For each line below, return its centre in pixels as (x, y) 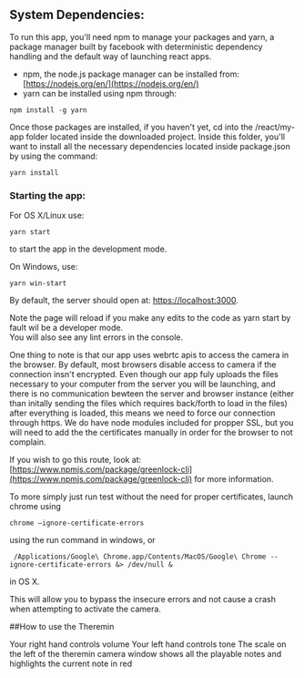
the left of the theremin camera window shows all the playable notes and (146, 654)
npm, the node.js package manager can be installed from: (131, 74)
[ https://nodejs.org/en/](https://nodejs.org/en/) (111, 83)
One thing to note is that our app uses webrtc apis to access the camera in (149, 355)
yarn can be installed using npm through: (100, 93)
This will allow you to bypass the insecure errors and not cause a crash (142, 600)
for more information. (234, 479)
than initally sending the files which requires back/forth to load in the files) (149, 404)
